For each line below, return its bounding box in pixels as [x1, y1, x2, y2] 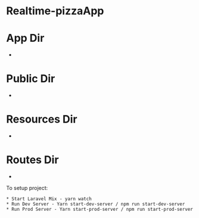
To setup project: [6, 184, 48, 191]
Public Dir [6, 72, 55, 86]
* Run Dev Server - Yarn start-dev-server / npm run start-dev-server [6, 201, 185, 207]
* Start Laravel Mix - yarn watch [6, 195, 92, 202]
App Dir [6, 32, 45, 45]
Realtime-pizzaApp [6, 4, 104, 18]
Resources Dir [6, 113, 77, 126]
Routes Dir [6, 153, 59, 167]
